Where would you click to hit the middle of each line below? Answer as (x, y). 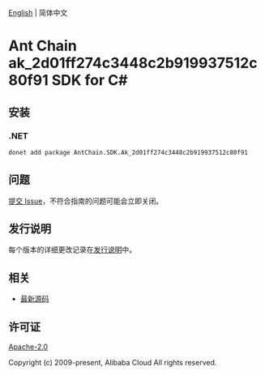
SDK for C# (90, 81)
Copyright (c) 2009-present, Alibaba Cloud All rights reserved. (113, 362)
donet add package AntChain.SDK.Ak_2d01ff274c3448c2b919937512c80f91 (128, 152)
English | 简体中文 (38, 13)
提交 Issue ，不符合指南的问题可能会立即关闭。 (86, 201)
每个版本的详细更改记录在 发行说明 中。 (72, 249)
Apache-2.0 (28, 347)
